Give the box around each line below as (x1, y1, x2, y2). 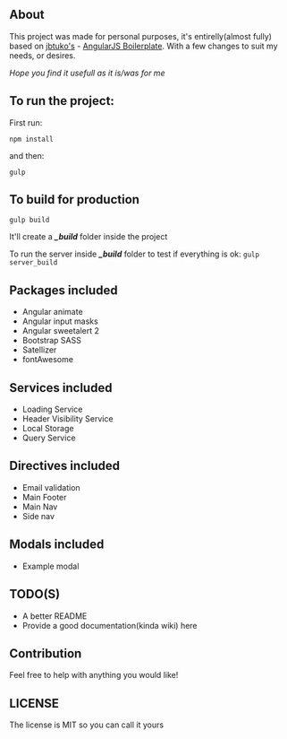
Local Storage (21, 423, 74, 434)
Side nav (21, 510, 55, 521)
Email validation (21, 482, 80, 492)
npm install (9, 135, 54, 143)
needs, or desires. (9, 49, 76, 61)
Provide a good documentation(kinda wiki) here (21, 620, 198, 630)
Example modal (21, 561, 80, 571)
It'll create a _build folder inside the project (9, 231, 168, 242)
